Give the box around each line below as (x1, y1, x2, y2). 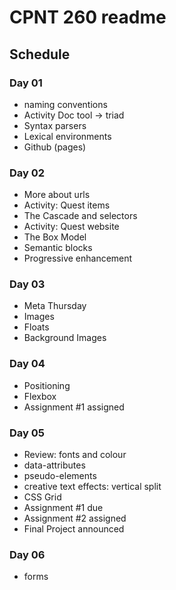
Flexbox (23, 390, 57, 402)
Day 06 (9, 547, 46, 561)
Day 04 (9, 357, 46, 371)
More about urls (23, 189, 91, 201)
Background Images (23, 332, 107, 344)
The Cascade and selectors (23, 210, 138, 222)
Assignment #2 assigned (23, 512, 127, 525)
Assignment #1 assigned (23, 401, 125, 413)
